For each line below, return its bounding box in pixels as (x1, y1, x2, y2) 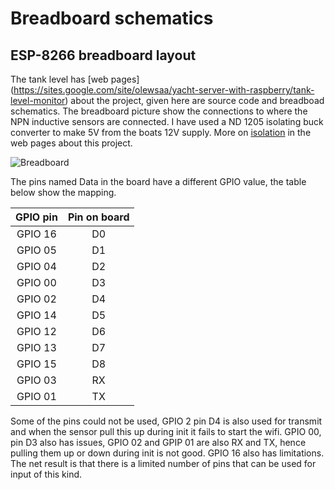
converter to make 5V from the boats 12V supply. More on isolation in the (10, 127, 312, 138)
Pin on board (67, 210, 130, 224)
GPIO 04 (16, 260, 57, 273)
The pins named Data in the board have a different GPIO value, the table (10, 176, 307, 187)
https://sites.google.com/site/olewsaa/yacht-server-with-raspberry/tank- (13, 84, 315, 96)
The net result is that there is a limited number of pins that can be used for (10, 458, 317, 469)
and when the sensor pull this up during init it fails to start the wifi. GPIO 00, (10, 426, 322, 437)
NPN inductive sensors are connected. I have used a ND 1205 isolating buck (10, 116, 324, 127)
